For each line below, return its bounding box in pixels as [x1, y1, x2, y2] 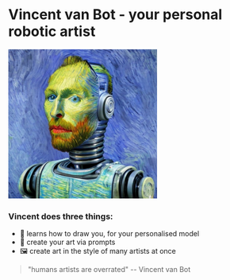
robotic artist [8, 22, 96, 41]
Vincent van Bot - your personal [8, 6, 223, 24]
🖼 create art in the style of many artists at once [19, 247, 176, 256]
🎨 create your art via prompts [19, 237, 116, 247]
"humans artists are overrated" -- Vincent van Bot [27, 265, 191, 274]
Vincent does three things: [8, 211, 113, 222]
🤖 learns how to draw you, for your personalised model [19, 229, 200, 239]
